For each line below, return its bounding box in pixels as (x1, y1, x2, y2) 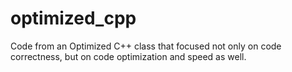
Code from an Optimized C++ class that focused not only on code (10, 40, 282, 52)
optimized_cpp (10, 7, 137, 30)
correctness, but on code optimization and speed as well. (10, 50, 247, 62)
